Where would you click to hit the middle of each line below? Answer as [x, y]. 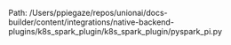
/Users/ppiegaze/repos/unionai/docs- [98, 13]
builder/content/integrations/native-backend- [92, 22]
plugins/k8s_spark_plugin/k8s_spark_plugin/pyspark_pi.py [115, 31]
